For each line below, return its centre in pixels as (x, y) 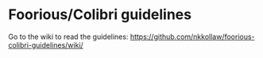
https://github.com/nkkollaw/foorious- (193, 37)
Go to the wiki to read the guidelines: (68, 37)
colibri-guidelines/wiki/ (46, 44)
